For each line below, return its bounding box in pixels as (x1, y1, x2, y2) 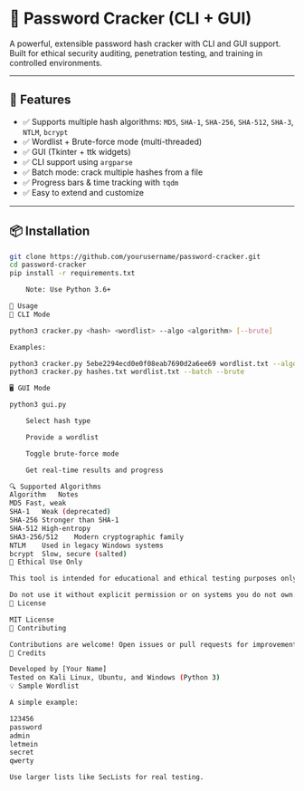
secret (9, 748, 34, 757)
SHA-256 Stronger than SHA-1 (9, 516, 119, 525)
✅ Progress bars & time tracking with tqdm (22, 177, 179, 188)
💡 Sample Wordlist (9, 681, 80, 691)
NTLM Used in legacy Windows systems (9, 541, 165, 550)
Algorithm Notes (9, 490, 79, 499)
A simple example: (9, 698, 79, 708)
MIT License (9, 615, 54, 624)
